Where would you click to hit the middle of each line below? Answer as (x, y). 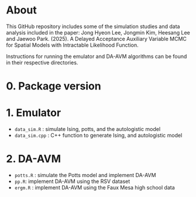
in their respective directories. (42, 63)
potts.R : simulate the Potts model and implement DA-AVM (85, 175)
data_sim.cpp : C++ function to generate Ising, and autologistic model (98, 136)
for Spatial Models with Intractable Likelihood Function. (72, 45)
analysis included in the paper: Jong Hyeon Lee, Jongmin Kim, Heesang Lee (98, 32)
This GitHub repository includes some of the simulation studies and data (93, 26)
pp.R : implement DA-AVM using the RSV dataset (72, 181)
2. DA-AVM (34, 159)
